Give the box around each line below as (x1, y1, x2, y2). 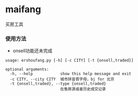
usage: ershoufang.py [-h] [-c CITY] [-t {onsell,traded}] (5, 58, 134, 63)
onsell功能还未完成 (12, 47, 53, 54)
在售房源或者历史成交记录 (60, 87, 106, 92)
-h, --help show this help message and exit (10, 71, 131, 77)
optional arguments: (5, 67, 50, 72)
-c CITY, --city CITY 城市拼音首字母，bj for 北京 (10, 77, 114, 82)
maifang (5, 4, 41, 15)
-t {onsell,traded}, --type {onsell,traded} (10, 81, 106, 86)
